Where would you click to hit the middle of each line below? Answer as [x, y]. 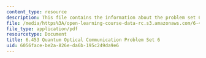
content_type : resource [37, 12]
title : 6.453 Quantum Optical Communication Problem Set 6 [83, 40]
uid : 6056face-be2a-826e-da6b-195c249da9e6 [63, 46]
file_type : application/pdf [42, 29]
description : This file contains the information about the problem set [101, 18]
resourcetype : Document [37, 34]
